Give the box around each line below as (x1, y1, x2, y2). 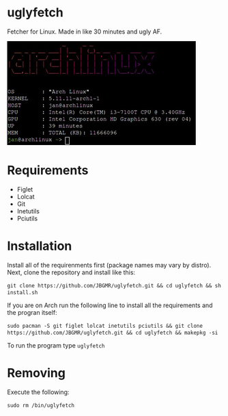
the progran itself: (7, 308, 57, 316)
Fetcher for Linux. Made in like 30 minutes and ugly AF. (7, 27, 162, 36)
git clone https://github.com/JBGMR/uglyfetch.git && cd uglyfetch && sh (7, 282, 222, 289)
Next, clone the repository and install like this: (7, 268, 135, 276)
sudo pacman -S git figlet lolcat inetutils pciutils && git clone (7, 322, 203, 329)
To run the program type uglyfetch (7, 341, 105, 350)
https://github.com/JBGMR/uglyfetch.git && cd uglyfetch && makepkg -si (7, 329, 218, 336)
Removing (7, 365, 66, 380)
